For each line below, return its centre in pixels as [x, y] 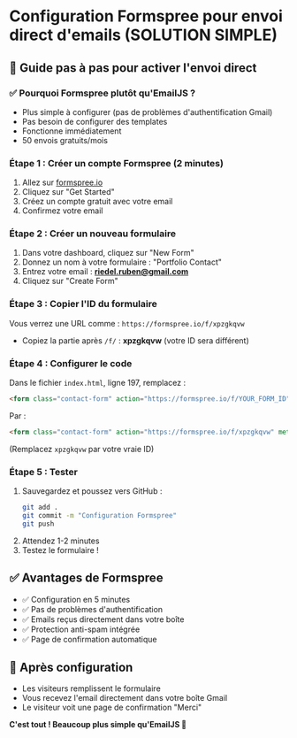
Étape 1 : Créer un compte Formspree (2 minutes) [116, 163]
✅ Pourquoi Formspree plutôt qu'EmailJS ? [103, 93]
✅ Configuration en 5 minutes [76, 599]
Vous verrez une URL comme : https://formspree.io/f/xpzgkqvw [127, 323]
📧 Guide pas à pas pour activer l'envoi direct [133, 68]
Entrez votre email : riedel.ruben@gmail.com [105, 272]
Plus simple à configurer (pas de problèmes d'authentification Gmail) [147, 111]
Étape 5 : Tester [43, 472]
